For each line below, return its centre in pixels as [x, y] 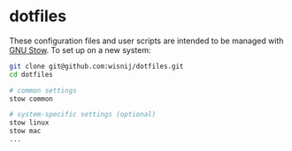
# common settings [43, 90]
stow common [31, 99]
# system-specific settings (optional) [83, 115]
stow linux [29, 123]
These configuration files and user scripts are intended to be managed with [146, 41]
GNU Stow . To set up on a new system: [80, 49]
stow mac [25, 131]
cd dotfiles [31, 74]
